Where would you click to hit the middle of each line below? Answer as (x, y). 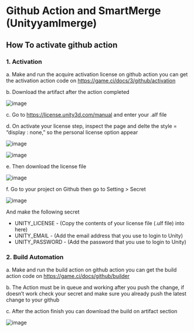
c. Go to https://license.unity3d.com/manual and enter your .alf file (86, 114)
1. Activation (24, 62)
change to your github (33, 300)
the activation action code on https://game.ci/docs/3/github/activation (91, 80)
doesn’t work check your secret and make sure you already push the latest (96, 294)
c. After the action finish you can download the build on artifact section (92, 311)
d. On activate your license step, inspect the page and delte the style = (92, 126)
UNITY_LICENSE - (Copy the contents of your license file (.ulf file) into (99, 223)
